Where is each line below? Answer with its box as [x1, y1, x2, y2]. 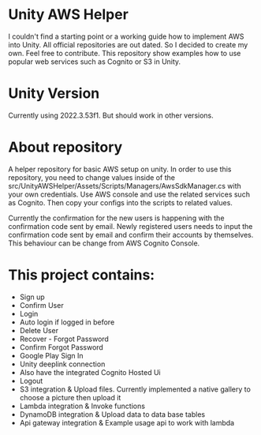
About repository [8, 138, 123, 156]
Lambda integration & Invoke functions [19, 401, 146, 411]
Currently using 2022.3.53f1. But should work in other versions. [8, 111, 214, 120]
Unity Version [8, 84, 100, 103]
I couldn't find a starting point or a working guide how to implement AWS [8, 32, 244, 41]
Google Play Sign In [19, 351, 84, 360]
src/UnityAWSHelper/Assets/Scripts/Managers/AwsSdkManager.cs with [8, 181, 242, 190]
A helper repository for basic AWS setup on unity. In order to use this [8, 164, 232, 174]
